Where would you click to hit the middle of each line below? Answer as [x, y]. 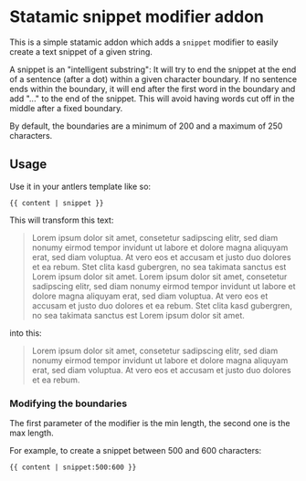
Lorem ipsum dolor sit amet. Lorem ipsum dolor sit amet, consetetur [159, 277]
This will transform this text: [62, 220]
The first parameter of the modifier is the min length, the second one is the [150, 423]
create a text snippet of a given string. [81, 51]
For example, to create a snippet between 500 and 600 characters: [136, 451]
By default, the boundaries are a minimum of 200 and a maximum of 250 [146, 126]
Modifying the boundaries [69, 403]
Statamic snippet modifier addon [137, 17]
